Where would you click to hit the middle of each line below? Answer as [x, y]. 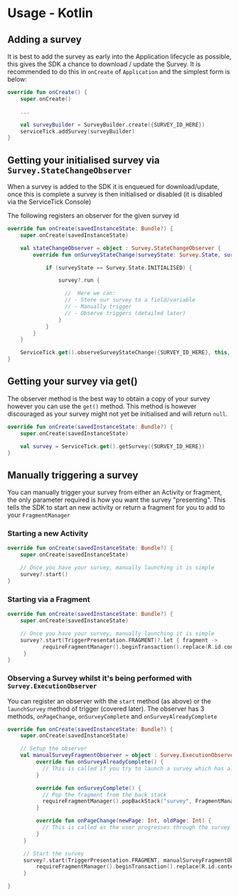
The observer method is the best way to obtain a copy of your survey [109, 398]
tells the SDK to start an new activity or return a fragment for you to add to [116, 508]
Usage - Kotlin [51, 13]
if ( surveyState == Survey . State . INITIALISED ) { [119, 268]
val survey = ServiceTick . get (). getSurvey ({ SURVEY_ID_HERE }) [112, 446]
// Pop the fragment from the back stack [105, 795]
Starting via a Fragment [49, 599]
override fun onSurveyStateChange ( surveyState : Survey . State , [127, 254]
